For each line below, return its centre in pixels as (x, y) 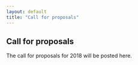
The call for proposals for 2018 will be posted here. (69, 56)
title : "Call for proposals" (43, 17)
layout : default (26, 12)
